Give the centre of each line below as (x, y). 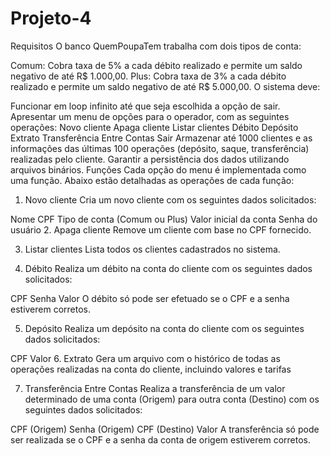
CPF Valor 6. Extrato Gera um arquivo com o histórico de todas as (145, 358)
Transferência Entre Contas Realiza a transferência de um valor (155, 388)
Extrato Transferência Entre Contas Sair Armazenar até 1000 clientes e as (161, 138)
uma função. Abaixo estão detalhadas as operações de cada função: (152, 180)
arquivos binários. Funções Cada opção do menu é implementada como (158, 169)
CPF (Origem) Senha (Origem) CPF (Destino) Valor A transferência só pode (165, 429)
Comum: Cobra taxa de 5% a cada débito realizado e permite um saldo (156, 65)
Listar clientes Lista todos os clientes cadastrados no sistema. (152, 249)
